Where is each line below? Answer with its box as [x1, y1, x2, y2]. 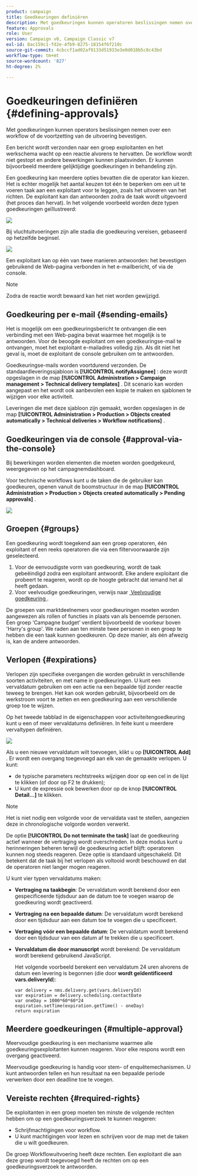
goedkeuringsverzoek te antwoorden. [6, 1163, 97, 1170]
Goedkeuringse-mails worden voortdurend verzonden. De [6, 361, 147, 369]
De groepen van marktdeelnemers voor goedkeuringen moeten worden [6, 606, 180, 613]
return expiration [14, 1008, 60, 1014]
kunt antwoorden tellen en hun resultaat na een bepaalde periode [6, 1070, 165, 1077]
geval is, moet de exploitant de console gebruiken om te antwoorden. [6, 350, 174, 357]
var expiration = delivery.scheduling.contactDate [14, 992, 142, 998]
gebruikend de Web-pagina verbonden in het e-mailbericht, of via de [6, 263, 174, 271]
